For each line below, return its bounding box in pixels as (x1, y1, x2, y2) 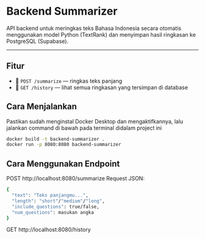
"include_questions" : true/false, (12, 204, 99, 210)
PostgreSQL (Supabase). (6, 37, 69, 45)
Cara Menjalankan (6, 101, 77, 112)
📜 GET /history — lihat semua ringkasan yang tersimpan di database (15, 84, 188, 91)
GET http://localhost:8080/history (6, 226, 92, 233)
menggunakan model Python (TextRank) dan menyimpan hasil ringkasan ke (6, 31, 196, 38)
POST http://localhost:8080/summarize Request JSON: (6, 175, 145, 182)
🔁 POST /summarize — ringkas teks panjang (15, 77, 123, 84)
